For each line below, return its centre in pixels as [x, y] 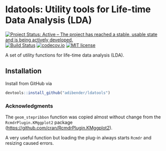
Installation [23, 71]
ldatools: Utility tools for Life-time [78, 9]
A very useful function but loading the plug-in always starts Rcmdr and [78, 137]
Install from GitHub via [29, 83]
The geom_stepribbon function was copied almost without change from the [83, 117]
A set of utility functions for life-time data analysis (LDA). [65, 55]
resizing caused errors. [30, 143]
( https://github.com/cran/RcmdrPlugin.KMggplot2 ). [59, 128]
